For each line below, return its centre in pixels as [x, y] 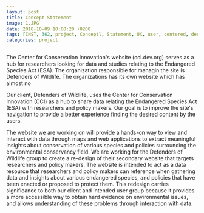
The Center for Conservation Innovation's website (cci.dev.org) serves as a [100, 57]
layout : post [23, 12]
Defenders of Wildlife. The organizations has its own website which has [96, 77]
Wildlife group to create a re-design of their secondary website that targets [100, 158]
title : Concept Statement [39, 18]
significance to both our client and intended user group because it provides [100, 191]
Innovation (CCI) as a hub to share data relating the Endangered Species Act [102, 101]
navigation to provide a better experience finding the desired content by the [101, 114]
